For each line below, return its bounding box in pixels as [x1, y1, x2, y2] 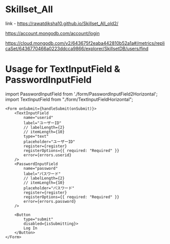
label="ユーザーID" [23, 120, 62, 126]
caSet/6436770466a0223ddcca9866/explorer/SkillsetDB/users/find [5, 45, 149, 51]
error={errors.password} [23, 199, 76, 204]
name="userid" [23, 115, 53, 120]
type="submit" [23, 217, 53, 222]
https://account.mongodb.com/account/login [5, 30, 100, 36]
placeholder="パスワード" [23, 186, 75, 191]
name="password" [23, 166, 58, 171]
